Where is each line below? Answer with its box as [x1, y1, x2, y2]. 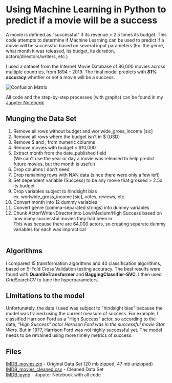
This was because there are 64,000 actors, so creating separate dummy [13, 221, 166, 227]
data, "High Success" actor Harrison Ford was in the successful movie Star [6, 321, 165, 328]
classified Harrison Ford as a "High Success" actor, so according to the [6, 316, 156, 322]
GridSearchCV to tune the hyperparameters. [6, 276, 99, 283]
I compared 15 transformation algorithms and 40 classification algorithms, [6, 260, 162, 266]
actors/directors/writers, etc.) [6, 53, 68, 60]
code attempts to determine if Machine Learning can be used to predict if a [6, 37, 164, 43]
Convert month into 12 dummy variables [13, 199, 98, 205]
